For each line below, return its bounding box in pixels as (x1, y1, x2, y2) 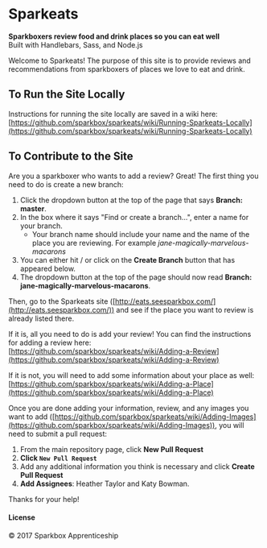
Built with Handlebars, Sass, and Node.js (8, 39, 143, 49)
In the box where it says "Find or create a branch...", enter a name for (19, 212, 249, 222)
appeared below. (19, 264, 76, 273)
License (8, 513, 36, 522)
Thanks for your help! (8, 494, 80, 504)
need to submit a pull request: (8, 429, 107, 438)
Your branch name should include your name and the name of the (31, 229, 250, 239)
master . (19, 203, 47, 214)
